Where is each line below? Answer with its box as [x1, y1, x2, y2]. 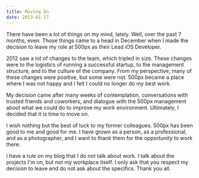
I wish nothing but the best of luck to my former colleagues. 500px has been [6, 122, 193, 129]
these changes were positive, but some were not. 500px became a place [6, 74, 184, 81]
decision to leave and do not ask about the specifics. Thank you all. [6, 164, 171, 172]
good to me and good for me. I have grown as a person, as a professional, [6, 128, 187, 135]
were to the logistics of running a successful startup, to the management [6, 61, 184, 68]
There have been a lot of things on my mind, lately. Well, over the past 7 [6, 30, 182, 37]
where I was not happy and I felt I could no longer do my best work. [6, 80, 171, 87]
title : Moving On [6, 8, 49, 15]
